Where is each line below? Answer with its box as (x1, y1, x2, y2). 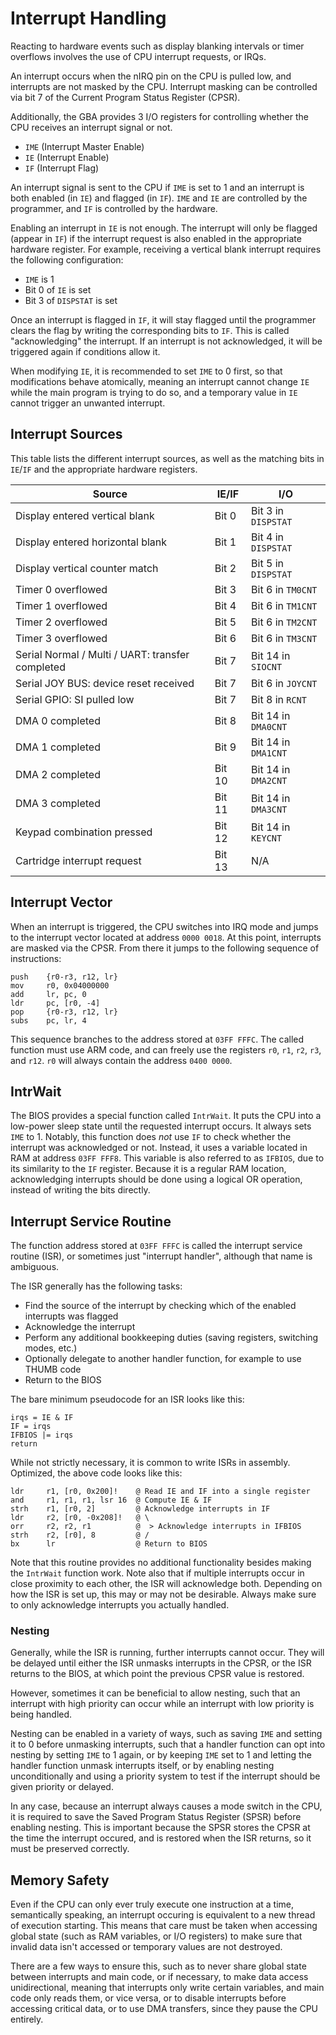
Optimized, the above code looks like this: (10, 1467, 183, 1479)
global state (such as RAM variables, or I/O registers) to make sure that (10, 1930, 303, 1942)
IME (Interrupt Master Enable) (24, 140, 145, 152)
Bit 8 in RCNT (251, 692, 307, 706)
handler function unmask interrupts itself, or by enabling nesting (10, 1760, 275, 1772)
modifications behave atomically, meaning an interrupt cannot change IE (10, 375, 310, 387)
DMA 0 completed (15, 713, 101, 727)
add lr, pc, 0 (10, 989, 87, 999)
